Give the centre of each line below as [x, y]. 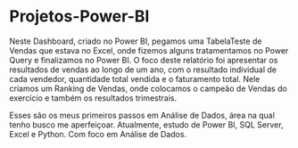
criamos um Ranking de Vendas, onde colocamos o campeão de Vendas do [148, 88]
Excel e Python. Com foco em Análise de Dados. [98, 134]
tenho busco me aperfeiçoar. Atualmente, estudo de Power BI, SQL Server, [146, 124]
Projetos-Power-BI [79, 16]
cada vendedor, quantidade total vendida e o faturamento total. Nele [135, 78]
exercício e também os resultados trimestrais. [93, 98]
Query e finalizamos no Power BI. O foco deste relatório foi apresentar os [144, 60]
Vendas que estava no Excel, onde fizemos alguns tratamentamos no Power [149, 50]
